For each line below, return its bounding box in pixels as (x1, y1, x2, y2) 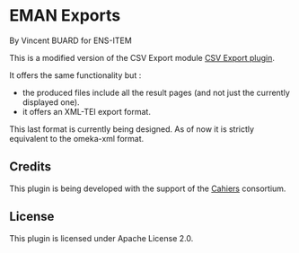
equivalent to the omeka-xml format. (9, 133, 145, 144)
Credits (9, 159, 52, 175)
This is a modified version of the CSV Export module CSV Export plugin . (9, 52, 276, 63)
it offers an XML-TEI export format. (22, 106, 151, 117)
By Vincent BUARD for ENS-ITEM (9, 35, 132, 46)
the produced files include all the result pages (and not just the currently (22, 87, 290, 98)
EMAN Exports (9, 5, 121, 26)
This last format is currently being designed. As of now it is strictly (9, 123, 254, 135)
